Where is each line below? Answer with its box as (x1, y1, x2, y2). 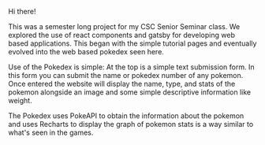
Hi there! (8, 7, 36, 16)
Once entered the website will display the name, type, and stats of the (8, 79, 236, 88)
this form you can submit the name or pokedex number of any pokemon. (8, 71, 244, 80)
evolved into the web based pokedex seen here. (8, 47, 164, 56)
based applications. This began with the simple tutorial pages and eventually (8, 39, 257, 48)
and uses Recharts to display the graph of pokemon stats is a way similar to (8, 120, 254, 128)
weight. (8, 96, 33, 105)
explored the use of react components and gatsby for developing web (8, 31, 235, 39)
